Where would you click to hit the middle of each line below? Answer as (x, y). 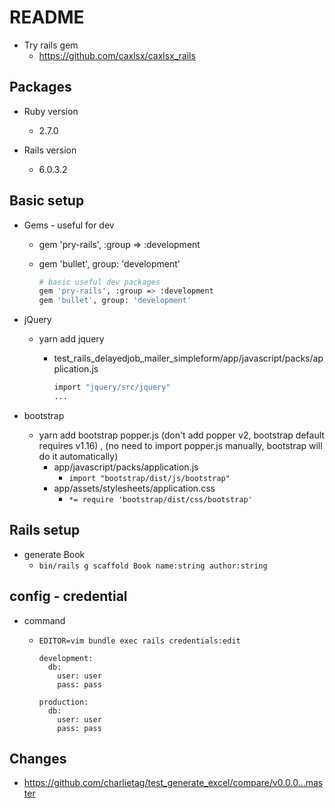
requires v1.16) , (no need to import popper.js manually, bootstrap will (180, 445)
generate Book (54, 554)
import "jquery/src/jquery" (112, 387)
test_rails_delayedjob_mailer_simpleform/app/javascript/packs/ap (188, 358)
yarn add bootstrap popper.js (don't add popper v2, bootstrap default (181, 435)
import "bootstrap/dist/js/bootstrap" (149, 478)
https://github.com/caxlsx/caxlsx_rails (117, 55)
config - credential (68, 596)
